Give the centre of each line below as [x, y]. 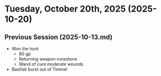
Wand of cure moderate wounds [51, 64]
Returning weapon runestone [48, 59]
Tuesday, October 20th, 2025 [65, 9]
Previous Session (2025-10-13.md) [58, 37]
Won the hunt [25, 49]
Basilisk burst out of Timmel [39, 69]
